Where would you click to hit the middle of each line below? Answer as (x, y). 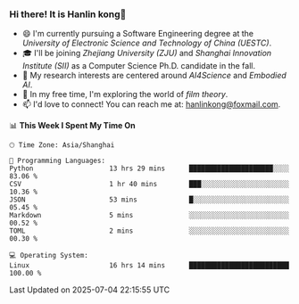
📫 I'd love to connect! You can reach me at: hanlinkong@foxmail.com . (151, 104)
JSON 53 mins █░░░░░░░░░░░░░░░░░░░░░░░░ (149, 200)
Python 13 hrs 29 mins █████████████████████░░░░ (149, 168)
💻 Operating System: (49, 256)
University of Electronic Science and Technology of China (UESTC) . (147, 43)
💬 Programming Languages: (57, 161)
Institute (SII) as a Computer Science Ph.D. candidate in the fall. (139, 66)
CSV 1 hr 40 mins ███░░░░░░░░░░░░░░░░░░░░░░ (149, 185)
